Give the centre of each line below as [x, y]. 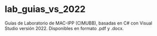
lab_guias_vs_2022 [45, 9]
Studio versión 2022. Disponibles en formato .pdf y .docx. [64, 28]
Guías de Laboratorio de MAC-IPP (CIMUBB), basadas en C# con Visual [78, 23]
